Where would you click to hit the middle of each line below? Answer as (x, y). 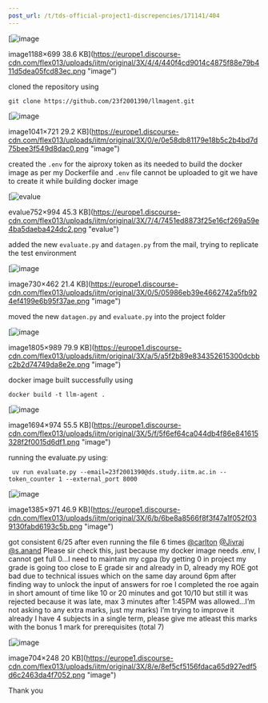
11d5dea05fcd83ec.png (47, 71)
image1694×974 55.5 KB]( (51, 425)
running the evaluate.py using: (58, 457)
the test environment (42, 253)
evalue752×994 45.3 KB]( (51, 212)
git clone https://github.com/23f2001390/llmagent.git (102, 101)
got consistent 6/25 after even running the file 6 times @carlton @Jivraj (126, 541)
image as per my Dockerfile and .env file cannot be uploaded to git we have (133, 172)
